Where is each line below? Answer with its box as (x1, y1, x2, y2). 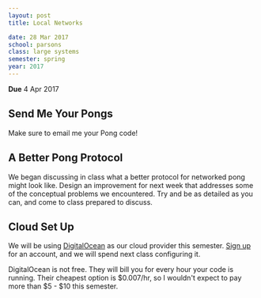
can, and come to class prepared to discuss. (8, 197, 153, 206)
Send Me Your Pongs (8, 108, 113, 121)
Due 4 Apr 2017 (8, 84, 59, 93)
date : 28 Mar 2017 (8, 33, 69, 41)
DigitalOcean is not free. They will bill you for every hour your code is (8, 265, 234, 274)
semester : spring (8, 55, 66, 63)
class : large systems (8, 48, 80, 56)
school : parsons (8, 40, 62, 48)
